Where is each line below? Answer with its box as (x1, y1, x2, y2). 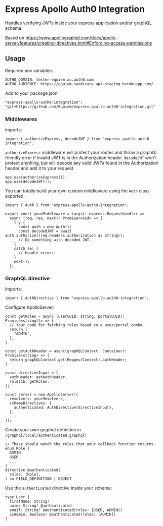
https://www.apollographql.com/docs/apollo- (25, 35, 118, 41)
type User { (5, 495, 30, 500)
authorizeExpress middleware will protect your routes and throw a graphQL (5, 150, 158, 156)
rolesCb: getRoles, (9, 379, 50, 384)
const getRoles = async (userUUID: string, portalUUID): (5, 314, 125, 319)
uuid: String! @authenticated (9, 503, 72, 509)
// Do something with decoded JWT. (18, 237, 92, 242)
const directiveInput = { (5, 370, 58, 375)
